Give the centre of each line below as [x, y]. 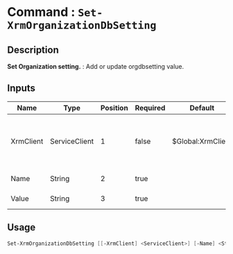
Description [33, 50]
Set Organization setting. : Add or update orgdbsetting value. [96, 66]
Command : [41, 12]
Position [114, 108]
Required [150, 108]
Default [202, 108]
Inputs [21, 88]
